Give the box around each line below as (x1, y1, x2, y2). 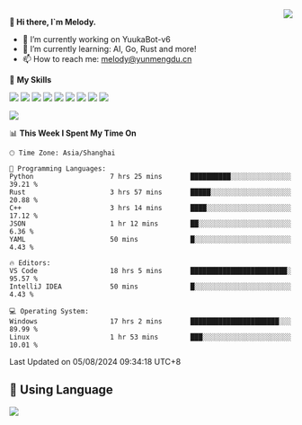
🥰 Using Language (9, 382, 114, 398)
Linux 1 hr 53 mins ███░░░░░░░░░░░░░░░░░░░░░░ (9, 332, 292, 341)
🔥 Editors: (9, 259, 51, 268)
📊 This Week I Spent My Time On (9, 128, 137, 138)
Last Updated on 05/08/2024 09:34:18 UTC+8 (9, 357, 182, 367)
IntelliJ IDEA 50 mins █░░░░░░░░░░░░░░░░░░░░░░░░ (9, 282, 292, 291)
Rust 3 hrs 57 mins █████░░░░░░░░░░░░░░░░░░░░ (9, 188, 292, 197)
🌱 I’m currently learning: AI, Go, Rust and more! (22, 44, 197, 54)
